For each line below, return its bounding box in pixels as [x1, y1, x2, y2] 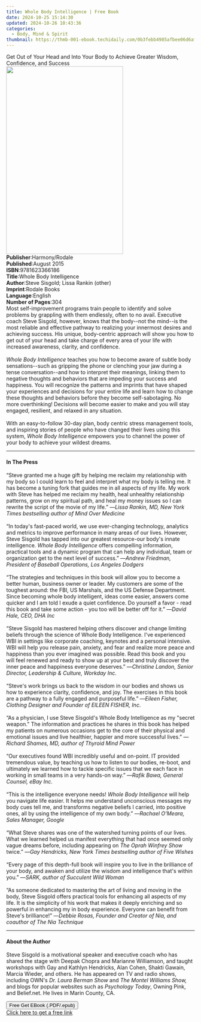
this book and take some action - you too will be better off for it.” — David [6, 606, 187, 613]
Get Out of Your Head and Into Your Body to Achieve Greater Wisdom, [6, 53, 179, 60]
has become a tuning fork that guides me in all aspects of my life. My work [6, 484, 190, 491]
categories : [6, 25, 36, 32]
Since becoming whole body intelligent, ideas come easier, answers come [6, 593, 189, 600]
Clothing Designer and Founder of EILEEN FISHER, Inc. [6, 701, 141, 709]
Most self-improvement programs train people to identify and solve [6, 305, 172, 312]
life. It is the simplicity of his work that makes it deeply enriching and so [6, 899, 182, 907]
